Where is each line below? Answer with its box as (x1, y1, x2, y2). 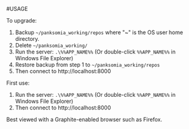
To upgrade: (6, 17, 37, 24)
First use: (6, 79, 30, 86)
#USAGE (6, 5, 29, 12)
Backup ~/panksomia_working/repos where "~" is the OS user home (15, 29, 184, 36)
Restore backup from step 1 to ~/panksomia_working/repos (15, 61, 160, 68)
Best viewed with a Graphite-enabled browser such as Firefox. (6, 116, 162, 123)
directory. (15, 35, 40, 42)
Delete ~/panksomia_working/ (15, 42, 88, 49)
